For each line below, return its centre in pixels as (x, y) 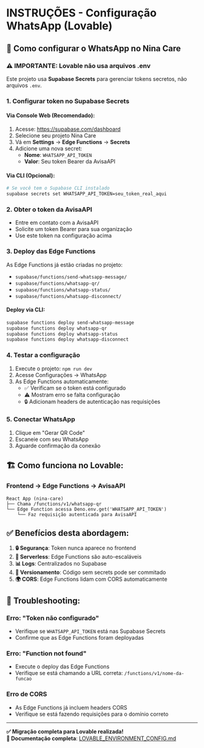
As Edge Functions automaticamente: (62, 381)
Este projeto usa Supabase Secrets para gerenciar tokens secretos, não (97, 78)
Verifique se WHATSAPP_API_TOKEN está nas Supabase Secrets (90, 631)
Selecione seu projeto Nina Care (56, 136)
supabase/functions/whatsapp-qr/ (57, 283)
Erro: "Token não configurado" (53, 618)
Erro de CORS (27, 694)
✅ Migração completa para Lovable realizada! (65, 731)
